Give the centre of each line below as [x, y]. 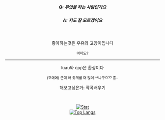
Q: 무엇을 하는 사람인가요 [82, 7]
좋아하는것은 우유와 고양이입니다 [82, 43]
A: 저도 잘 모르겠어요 [82, 20]
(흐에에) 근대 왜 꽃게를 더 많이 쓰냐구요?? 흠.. [82, 78]
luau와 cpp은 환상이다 [82, 68]
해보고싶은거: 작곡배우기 [82, 88]
